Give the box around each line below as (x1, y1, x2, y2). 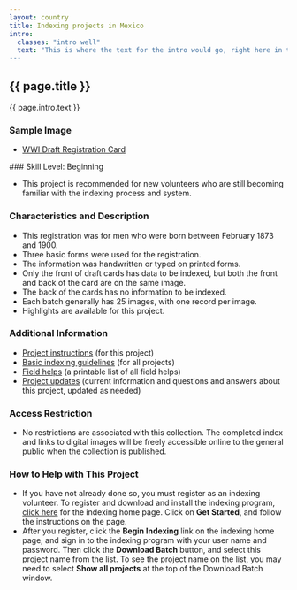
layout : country (9, 12, 69, 22)
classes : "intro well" (17, 37, 101, 47)
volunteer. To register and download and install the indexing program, (21, 497, 276, 509)
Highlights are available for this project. (21, 305, 165, 316)
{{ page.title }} (9, 79, 91, 94)
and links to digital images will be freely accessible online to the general (21, 437, 285, 448)
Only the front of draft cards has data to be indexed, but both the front (21, 267, 278, 279)
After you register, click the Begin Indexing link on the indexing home (21, 525, 275, 536)
